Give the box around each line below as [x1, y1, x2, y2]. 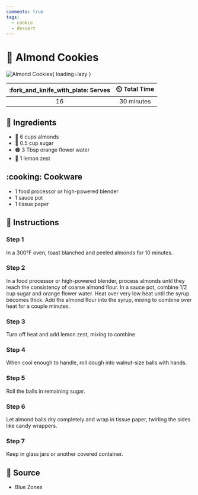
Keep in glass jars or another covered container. [6, 450, 123, 458]
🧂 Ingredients [6, 117, 57, 128]
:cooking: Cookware [6, 172, 83, 182]
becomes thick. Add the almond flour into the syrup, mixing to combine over [6, 296, 192, 303]
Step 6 [6, 402, 25, 411]
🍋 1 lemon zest [14, 155, 50, 162]
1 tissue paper [14, 200, 49, 207]
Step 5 [6, 374, 25, 382]
